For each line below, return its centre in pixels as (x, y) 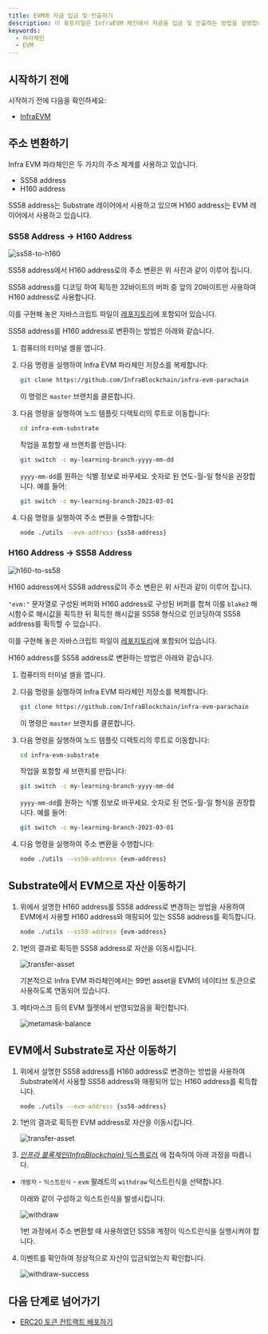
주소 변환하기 (39, 143)
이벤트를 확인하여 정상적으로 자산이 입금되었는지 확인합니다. (112, 1258)
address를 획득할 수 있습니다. (55, 623)
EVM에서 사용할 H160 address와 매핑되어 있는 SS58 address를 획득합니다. (138, 916)
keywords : (25, 30)
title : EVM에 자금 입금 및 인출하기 (61, 16)
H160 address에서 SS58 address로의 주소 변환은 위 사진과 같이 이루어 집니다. (130, 587)
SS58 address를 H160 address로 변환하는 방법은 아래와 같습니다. (111, 331)
